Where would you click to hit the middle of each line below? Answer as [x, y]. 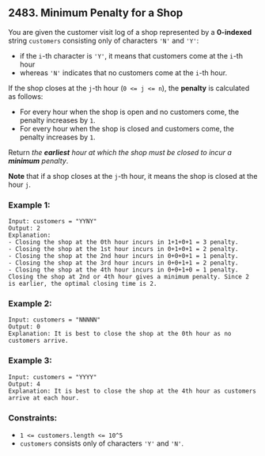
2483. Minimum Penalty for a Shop [96, 13]
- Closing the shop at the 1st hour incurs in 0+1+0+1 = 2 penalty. [123, 249]
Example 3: [30, 361]
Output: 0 [25, 327]
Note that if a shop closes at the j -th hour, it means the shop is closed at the [133, 176]
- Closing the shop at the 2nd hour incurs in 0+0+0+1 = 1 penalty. [123, 256]
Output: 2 [25, 229]
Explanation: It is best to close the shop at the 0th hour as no [120, 334]
